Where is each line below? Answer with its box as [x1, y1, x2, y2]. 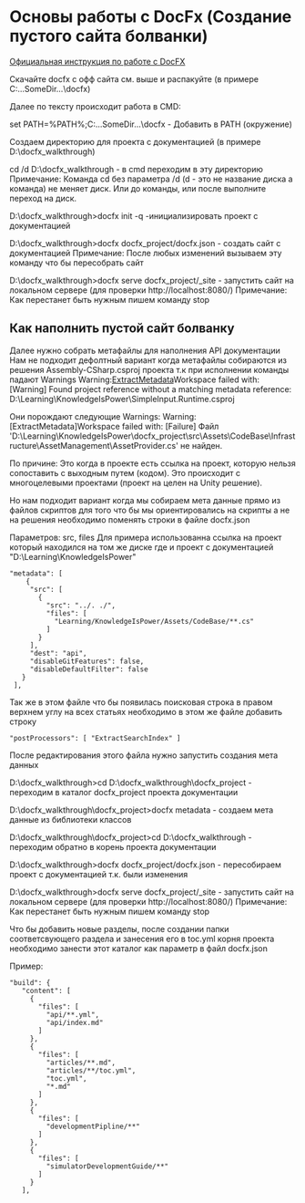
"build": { [9, 978, 51, 987]
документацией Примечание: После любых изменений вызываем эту [9, 247, 282, 258]
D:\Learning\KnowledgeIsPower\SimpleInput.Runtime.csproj [9, 393, 235, 404]
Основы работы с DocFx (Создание [9, 6, 292, 27]
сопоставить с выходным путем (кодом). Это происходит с [9, 467, 241, 478]
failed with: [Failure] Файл [121, 420, 219, 431]
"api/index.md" [46, 1018, 104, 1027]
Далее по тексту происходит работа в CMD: [9, 100, 182, 111]
